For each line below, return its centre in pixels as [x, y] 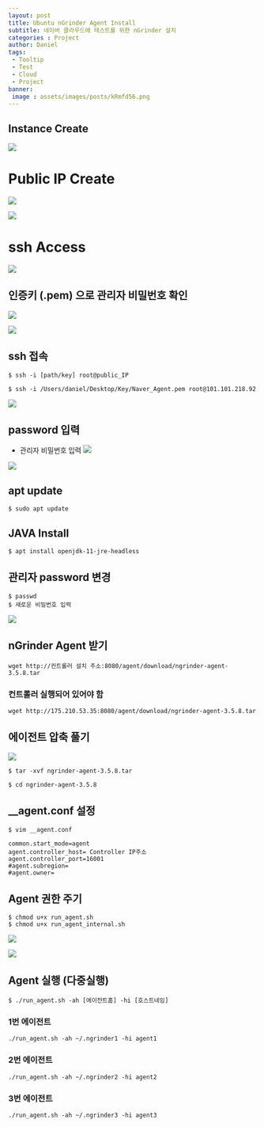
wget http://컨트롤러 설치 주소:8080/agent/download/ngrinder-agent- [119, 666]
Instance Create [49, 129]
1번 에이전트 [30, 1022]
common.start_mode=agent [49, 844]
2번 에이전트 [30, 1060]
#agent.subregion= [38, 866]
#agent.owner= [32, 873]
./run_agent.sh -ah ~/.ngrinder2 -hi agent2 [83, 1077]
